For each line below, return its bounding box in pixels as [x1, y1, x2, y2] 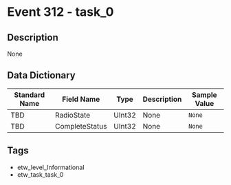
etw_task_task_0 [16, 170, 64, 179]
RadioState [54, 110, 91, 120]
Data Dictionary [7, 69, 76, 81]
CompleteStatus [54, 121, 107, 131]
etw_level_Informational [16, 163, 85, 171]
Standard [14, 90, 45, 100]
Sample [191, 90, 218, 100]
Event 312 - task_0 [7, 4, 114, 20]
